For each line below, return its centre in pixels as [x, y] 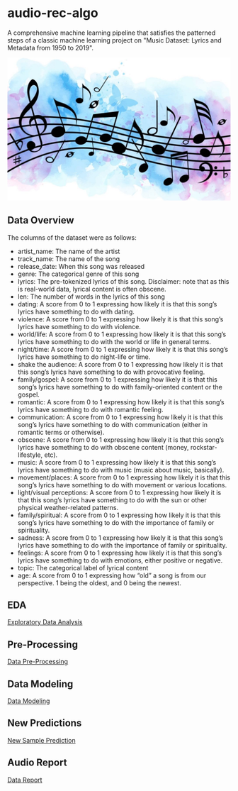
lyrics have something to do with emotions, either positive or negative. [120, 560]
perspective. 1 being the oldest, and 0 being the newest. [100, 582]
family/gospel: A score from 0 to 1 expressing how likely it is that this [117, 379]
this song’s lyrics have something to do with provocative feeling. [111, 372]
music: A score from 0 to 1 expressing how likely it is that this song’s [117, 462]
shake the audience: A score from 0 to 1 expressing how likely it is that [120, 364]
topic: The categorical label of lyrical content [83, 568]
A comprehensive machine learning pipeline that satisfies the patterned [112, 33]
